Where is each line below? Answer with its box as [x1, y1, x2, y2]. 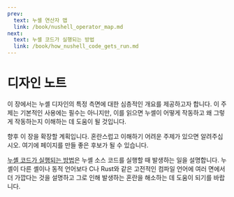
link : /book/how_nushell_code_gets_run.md [13, 43, 139, 50]
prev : [7, 10, 23, 18]
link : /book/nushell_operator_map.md [13, 23, 124, 30]
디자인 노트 [7, 75, 67, 91]
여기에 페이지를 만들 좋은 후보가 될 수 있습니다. [22, 141, 149, 149]
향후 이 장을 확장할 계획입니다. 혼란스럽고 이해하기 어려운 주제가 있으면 [7, 132, 199, 140]
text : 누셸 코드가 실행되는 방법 [13, 36, 95, 43]
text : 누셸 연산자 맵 [13, 17, 68, 24]
